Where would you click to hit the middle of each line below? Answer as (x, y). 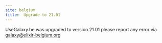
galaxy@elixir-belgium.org (33, 35)
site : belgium (20, 10)
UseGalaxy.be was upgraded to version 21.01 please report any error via (81, 29)
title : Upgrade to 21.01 (33, 15)
